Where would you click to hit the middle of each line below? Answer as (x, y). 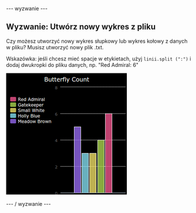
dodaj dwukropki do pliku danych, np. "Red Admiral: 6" (72, 65)
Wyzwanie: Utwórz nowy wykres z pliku (81, 27)
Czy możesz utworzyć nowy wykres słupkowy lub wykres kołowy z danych (97, 41)
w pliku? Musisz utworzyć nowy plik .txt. (55, 47)
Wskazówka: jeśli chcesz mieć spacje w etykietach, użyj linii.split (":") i (99, 59)
